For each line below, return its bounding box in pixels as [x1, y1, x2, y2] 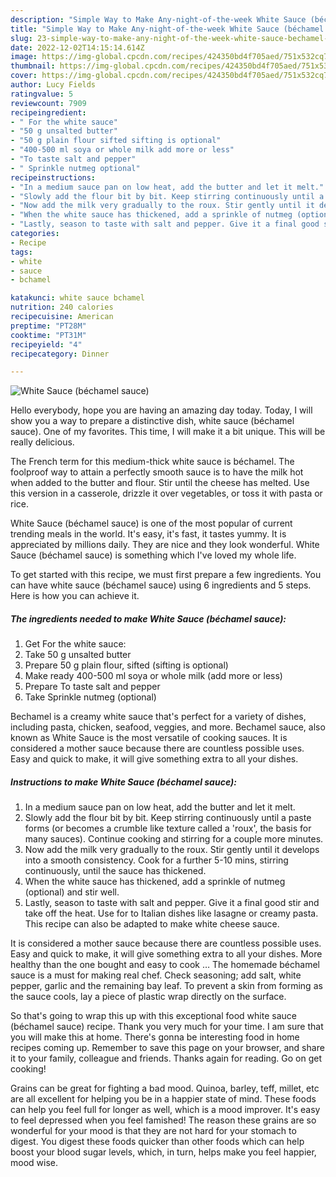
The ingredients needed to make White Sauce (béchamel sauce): [10, 612, 287, 625]
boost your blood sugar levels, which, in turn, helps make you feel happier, [10, 1146, 317, 1158]
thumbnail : [10, 61, 56, 71]
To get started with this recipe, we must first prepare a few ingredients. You [10, 569, 322, 581]
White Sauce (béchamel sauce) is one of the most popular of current [10, 517, 293, 530]
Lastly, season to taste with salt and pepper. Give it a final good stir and [24, 897, 320, 909]
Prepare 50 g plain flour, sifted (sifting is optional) [24, 659, 229, 671]
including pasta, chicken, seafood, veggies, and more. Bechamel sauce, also [10, 721, 326, 733]
